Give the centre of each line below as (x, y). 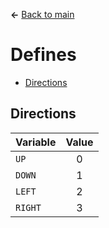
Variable (36, 142)
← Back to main (42, 14)
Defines (43, 55)
